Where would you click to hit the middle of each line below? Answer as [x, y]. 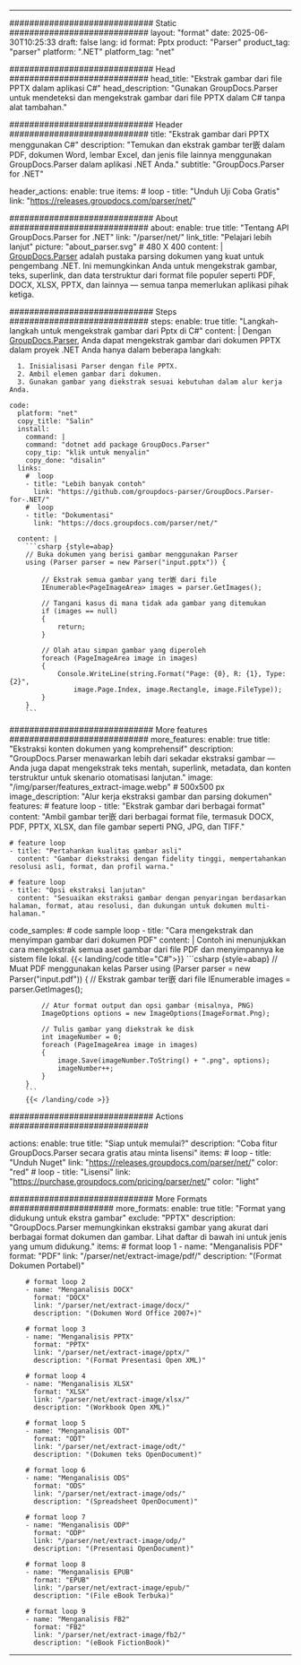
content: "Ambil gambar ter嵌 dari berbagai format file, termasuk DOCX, [142, 816]
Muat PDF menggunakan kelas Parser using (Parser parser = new [130, 968]
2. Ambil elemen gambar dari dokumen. [90, 374]
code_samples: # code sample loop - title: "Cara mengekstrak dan [131, 930]
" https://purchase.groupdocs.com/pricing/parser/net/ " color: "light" [134, 1181]
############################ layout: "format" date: [120, 33]
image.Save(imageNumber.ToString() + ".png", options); [163, 1061]
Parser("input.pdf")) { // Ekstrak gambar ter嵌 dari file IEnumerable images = [150, 979]
